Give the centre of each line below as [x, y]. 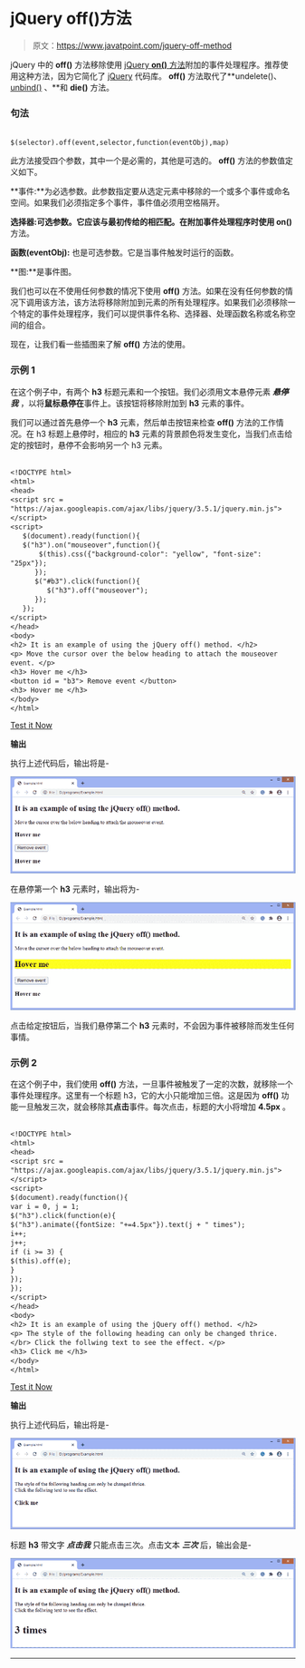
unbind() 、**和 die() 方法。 [62, 87]
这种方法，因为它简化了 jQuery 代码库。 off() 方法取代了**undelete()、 [150, 76]
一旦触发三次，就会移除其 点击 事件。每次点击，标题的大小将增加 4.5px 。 [154, 1107]
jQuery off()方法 [71, 19]
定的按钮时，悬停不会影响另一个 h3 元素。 [89, 444]
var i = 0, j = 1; [45, 1207]
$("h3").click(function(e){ [63, 1216]
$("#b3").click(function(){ [87, 581]
